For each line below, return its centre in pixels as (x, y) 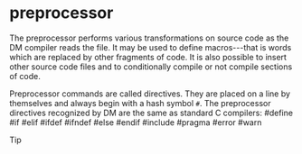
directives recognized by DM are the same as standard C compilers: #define (151, 113)
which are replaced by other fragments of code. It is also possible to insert (148, 57)
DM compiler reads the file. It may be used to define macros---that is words (151, 47)
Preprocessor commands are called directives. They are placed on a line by (150, 94)
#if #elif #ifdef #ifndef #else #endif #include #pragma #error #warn (136, 122)
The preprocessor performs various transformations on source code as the (149, 38)
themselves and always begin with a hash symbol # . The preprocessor (140, 103)
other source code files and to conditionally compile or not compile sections (151, 67)
